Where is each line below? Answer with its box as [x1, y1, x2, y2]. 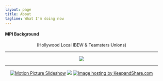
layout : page [5, 7, 32, 12]
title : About [5, 12, 32, 16]
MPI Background [5, 31, 39, 37]
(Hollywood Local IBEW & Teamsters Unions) [36, 42, 127, 48]
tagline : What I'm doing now [5, 16, 64, 21]
